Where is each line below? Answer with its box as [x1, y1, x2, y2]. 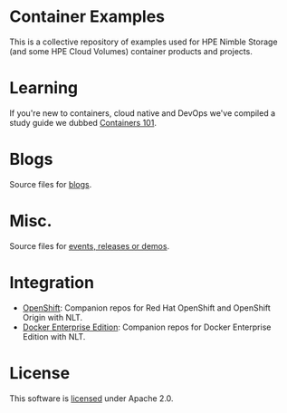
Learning [9, 78, 79, 99]
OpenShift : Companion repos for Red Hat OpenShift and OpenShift [22, 302, 272, 313]
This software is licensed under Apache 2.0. [9, 392, 174, 404]
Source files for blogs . [9, 178, 92, 189]
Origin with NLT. [22, 312, 83, 322]
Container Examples [9, 6, 166, 27]
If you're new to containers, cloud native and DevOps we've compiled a [9, 107, 276, 119]
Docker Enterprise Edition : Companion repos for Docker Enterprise [22, 322, 272, 332]
